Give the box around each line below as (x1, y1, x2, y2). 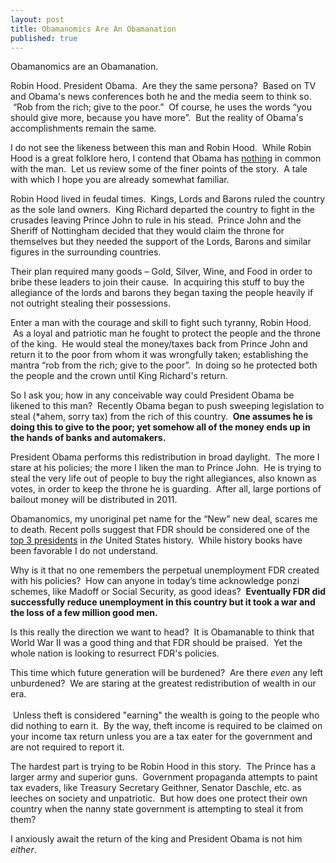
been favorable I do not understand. (10, 545, 159, 557)
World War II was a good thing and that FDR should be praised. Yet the (10, 637, 303, 649)
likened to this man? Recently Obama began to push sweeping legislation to (10, 400, 325, 412)
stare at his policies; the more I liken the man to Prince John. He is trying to (10, 462, 322, 474)
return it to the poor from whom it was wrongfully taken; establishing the (10, 349, 309, 361)
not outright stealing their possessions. (10, 297, 171, 310)
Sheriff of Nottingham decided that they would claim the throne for (10, 225, 285, 237)
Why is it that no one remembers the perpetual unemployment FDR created (10, 564, 320, 576)
